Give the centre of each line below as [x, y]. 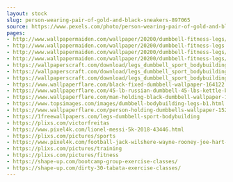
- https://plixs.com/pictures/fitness [63, 155]
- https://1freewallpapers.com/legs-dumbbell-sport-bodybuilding [103, 116]
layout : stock [27, 13]
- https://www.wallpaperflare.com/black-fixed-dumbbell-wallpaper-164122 [116, 84]
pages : [16, 33]
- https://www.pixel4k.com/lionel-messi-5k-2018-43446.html [96, 129]
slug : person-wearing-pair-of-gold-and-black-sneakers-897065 [98, 20]
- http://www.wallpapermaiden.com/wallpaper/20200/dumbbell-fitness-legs [116, 46]
